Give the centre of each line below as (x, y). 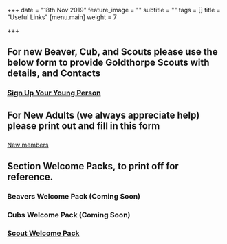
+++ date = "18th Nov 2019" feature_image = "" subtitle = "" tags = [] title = (114, 10)
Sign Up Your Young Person (54, 93)
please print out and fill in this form (84, 126)
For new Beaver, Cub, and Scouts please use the (112, 52)
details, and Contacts (54, 74)
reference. (30, 177)
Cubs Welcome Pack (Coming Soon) (69, 215)
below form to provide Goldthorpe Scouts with (108, 63)
